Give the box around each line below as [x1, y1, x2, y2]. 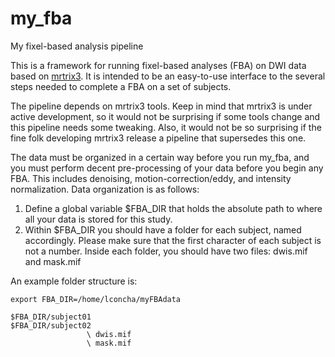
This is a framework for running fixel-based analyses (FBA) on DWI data [10, 59, 307, 71]
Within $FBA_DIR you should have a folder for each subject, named [24, 223, 302, 236]
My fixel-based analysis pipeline [10, 40, 144, 52]
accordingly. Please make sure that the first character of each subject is [24, 234, 322, 246]
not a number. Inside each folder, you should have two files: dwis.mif [24, 245, 308, 257]
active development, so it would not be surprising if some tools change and [10, 110, 321, 122]
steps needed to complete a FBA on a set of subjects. [10, 80, 232, 92]
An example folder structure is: [10, 275, 138, 287]
